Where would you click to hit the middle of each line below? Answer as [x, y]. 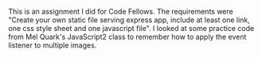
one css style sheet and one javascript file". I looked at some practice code [131, 28]
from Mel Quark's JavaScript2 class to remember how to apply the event [127, 37]
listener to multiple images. [53, 45]
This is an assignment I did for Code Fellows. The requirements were [121, 12]
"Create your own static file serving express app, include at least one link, [129, 20]
